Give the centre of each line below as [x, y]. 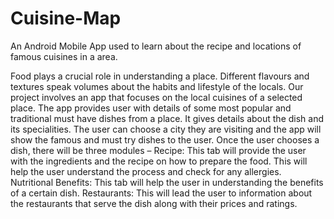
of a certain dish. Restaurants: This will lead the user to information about [161, 193]
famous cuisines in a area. [64, 56]
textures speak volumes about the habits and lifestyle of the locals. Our [157, 86]
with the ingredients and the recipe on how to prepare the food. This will [159, 161]
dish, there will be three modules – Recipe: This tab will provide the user [158, 150]
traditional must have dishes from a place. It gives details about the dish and [167, 118]
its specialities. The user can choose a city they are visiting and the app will [166, 129]
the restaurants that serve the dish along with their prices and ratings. [154, 203]
